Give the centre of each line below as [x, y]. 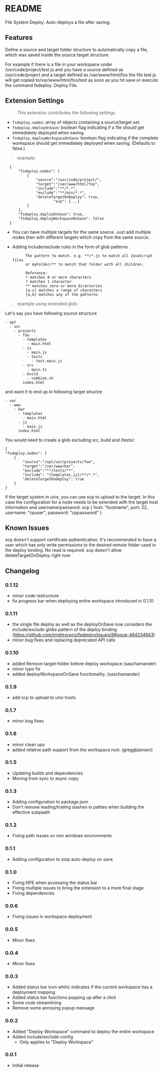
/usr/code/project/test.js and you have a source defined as [64, 69]
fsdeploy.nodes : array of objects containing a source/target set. [76, 122]
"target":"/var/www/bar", [49, 466]
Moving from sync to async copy [45, 778]
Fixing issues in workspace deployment [52, 916]
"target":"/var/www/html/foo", [68, 184]
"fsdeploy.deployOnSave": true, [51, 214]
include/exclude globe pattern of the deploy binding [65, 630]
